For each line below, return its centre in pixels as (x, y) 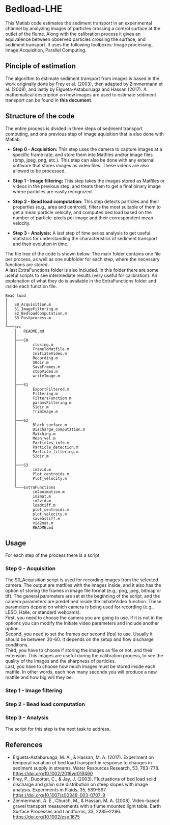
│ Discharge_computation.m (50, 429)
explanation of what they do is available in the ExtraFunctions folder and (81, 280)
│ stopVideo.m (36, 371)
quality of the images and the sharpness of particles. (61, 661)
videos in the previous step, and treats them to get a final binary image (87, 186)
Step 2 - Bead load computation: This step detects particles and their (86, 201)
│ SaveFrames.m (37, 367)
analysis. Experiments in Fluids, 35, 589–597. (60, 790)
